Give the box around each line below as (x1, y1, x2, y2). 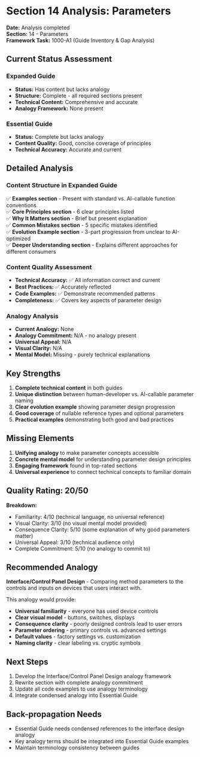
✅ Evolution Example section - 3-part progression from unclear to (6, 228, 171, 235)
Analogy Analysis (6, 312, 59, 320)
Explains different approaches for (95, 241, 178, 248)
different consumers (6, 248, 56, 255)
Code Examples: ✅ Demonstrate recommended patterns (14, 290, 156, 297)
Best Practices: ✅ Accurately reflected (14, 283, 112, 290)
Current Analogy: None (14, 326, 74, 333)
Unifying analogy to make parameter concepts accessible (14, 449, 159, 456)
